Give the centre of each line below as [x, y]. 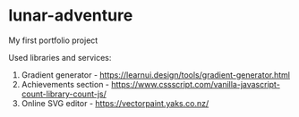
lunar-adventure [71, 16]
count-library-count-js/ [64, 94]
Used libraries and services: [60, 57]
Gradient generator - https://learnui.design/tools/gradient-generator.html [155, 75]
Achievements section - [65, 84]
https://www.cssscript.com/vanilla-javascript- [196, 84]
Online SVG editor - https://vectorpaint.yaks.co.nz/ [115, 103]
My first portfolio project [53, 40]
